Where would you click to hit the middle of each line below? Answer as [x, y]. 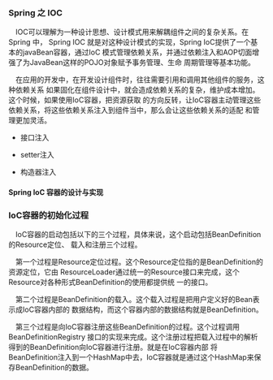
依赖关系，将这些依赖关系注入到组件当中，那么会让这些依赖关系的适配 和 [130, 110]
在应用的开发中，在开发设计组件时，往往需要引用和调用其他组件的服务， [136, 80]
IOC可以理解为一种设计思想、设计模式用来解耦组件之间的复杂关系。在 [132, 32]
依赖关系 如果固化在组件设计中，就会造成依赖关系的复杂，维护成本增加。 [137, 90]
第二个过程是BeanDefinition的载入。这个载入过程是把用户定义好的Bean [134, 300]
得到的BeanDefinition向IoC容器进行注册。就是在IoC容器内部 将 [113, 348]
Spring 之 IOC [36, 12]
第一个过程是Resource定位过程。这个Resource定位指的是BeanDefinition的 [140, 262]
